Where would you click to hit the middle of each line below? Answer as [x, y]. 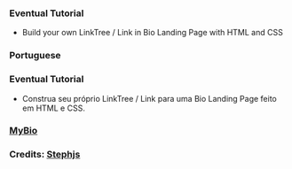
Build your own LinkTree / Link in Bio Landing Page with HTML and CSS [153, 33]
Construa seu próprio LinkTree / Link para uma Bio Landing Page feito [149, 98]
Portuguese [35, 56]
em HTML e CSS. [54, 108]
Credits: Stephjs [45, 155]
